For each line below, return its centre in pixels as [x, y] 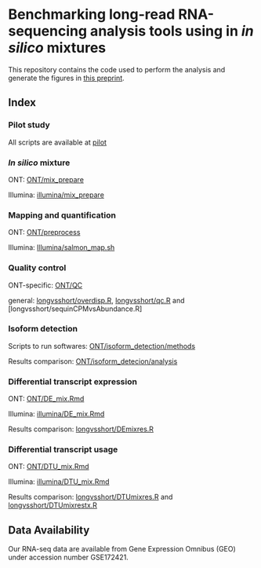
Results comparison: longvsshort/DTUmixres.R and [91, 497]
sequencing [48, 31]
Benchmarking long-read [92, 15]
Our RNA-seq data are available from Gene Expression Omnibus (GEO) [122, 549]
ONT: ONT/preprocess [44, 233]
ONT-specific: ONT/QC [45, 285]
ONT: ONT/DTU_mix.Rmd [49, 467]
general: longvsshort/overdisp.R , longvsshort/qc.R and [96, 300]
